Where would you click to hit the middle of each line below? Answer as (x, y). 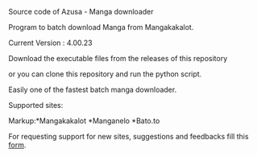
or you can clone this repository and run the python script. (105, 74)
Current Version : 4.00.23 (50, 43)
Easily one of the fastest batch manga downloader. (93, 89)
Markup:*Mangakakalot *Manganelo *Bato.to (84, 121)
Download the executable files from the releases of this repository (118, 58)
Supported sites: (36, 105)
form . (17, 145)
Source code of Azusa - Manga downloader (81, 12)
